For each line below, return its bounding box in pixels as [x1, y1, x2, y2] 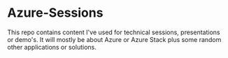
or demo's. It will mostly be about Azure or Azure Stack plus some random [7, 35, 222, 43]
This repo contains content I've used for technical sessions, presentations [7, 28, 220, 36]
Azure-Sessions [7, 5, 104, 21]
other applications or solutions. [7, 43, 97, 51]
